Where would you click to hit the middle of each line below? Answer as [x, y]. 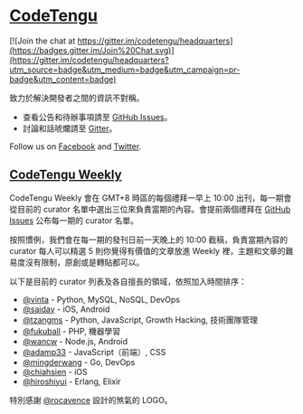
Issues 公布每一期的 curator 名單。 [74, 220]
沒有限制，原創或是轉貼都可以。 [85, 262]
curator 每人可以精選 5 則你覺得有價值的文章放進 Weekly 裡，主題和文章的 [147, 250]
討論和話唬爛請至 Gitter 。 [70, 128]
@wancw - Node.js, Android [75, 341]
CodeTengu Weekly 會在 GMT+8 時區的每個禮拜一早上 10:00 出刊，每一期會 [151, 198]
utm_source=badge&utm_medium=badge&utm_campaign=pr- [125, 70]
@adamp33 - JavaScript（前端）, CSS [94, 352]
